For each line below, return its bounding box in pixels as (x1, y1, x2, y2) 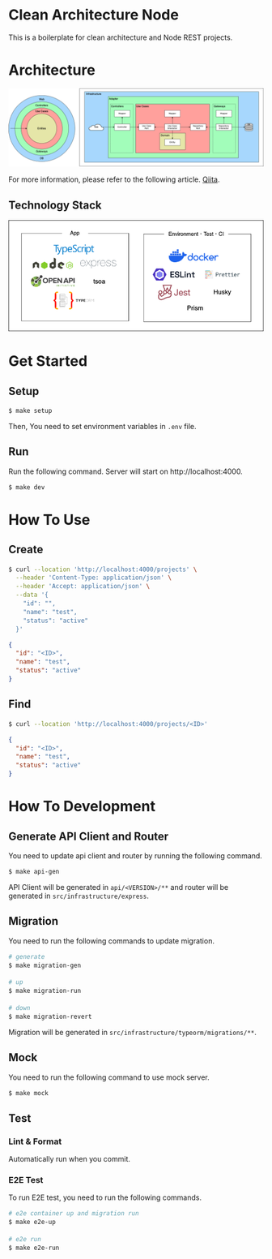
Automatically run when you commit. (8, 1154, 131, 1164)
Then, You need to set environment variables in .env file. (8, 421, 197, 431)
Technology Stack (8, 198, 102, 212)
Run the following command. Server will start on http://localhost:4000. (8, 466, 243, 476)
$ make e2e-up (8, 1218, 57, 1227)
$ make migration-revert (8, 1012, 92, 1021)
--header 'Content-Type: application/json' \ (15, 574, 172, 582)
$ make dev (8, 483, 45, 492)
